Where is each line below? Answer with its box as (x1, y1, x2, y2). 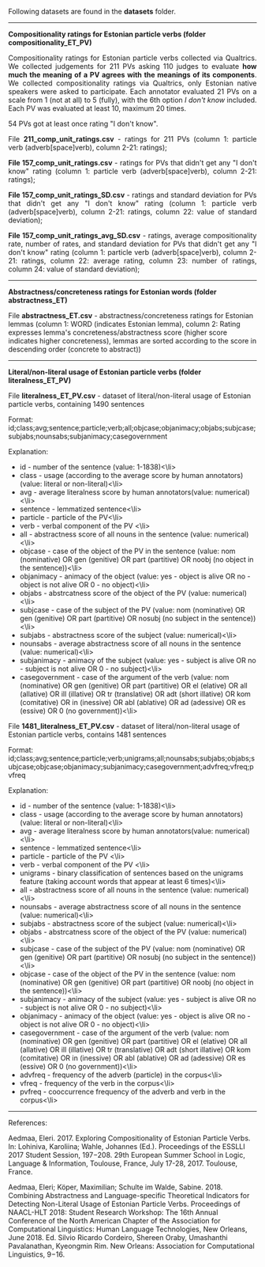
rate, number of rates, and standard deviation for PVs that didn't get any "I (8, 239, 257, 248)
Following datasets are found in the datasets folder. (8, 7, 176, 16)
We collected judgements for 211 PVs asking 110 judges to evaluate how (8, 62, 257, 70)
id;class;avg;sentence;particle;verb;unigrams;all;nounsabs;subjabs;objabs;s (8, 753, 255, 763)
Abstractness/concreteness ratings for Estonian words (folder (8, 287, 217, 296)
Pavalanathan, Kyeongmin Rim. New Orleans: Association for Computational (8, 1242, 255, 1250)
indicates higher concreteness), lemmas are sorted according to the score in (8, 336, 257, 345)
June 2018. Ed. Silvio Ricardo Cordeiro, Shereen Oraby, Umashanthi (8, 1233, 228, 1242)
